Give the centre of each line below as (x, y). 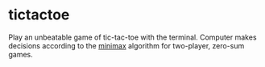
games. (21, 54)
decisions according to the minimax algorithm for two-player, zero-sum (126, 45)
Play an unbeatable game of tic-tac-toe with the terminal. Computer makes (132, 37)
